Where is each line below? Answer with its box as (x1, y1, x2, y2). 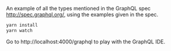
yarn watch (6, 27, 33, 34)
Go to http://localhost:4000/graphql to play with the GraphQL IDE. (6, 38, 166, 45)
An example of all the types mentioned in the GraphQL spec (6, 5, 151, 12)
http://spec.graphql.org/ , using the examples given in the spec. (6, 11, 159, 18)
